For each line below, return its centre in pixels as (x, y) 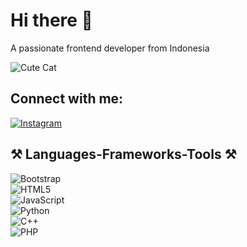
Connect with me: (67, 99)
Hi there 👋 (51, 20)
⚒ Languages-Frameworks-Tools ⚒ (123, 154)
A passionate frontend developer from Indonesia (110, 48)
